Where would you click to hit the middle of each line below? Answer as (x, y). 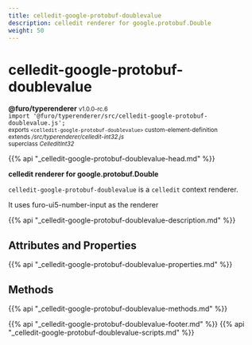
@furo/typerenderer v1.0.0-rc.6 (58, 109)
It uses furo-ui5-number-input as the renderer (83, 205)
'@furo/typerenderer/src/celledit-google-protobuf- (120, 116)
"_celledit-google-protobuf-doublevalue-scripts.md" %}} (101, 332)
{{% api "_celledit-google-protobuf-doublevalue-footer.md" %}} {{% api (126, 324)
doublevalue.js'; (37, 123)
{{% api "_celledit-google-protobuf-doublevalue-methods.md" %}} (118, 308)
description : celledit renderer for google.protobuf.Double (110, 23)
